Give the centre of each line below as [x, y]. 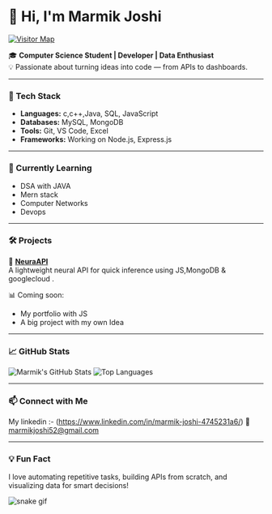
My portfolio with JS [53, 313]
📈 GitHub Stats [39, 351]
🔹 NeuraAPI [28, 261]
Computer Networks [54, 203]
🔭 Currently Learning [50, 168]
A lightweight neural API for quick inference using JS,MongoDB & [117, 270]
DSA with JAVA [45, 186]
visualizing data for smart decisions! [69, 485]
